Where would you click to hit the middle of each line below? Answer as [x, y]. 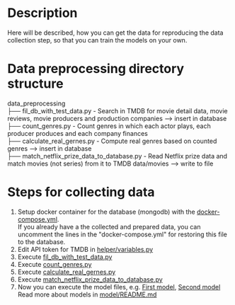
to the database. [41, 241]
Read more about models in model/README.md [87, 294]
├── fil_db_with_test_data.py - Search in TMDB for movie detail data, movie [117, 110]
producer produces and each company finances [78, 133]
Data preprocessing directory [96, 69]
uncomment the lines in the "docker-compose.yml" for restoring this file [122, 234]
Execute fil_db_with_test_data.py [65, 257]
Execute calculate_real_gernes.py [67, 272]
